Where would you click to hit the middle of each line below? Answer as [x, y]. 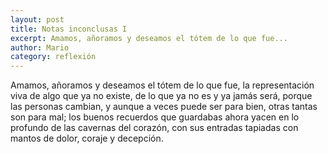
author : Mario [40, 47]
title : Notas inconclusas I [69, 29]
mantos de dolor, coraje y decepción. [87, 138]
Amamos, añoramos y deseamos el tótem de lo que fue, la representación [162, 85]
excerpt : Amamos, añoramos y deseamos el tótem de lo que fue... [149, 38]
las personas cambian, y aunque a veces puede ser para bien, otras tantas [164, 107]
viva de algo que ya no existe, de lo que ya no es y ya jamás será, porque [161, 96]
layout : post [37, 19]
